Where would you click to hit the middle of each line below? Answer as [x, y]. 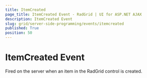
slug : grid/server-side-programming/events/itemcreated [64, 24]
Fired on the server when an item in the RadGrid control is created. [74, 71]
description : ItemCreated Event [39, 19]
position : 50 [19, 33]
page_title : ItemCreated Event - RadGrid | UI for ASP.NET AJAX [73, 14]
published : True [22, 28]
